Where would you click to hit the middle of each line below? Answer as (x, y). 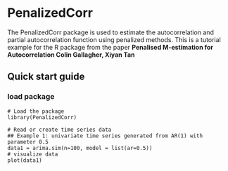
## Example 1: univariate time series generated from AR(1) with (105, 136)
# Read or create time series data (59, 130)
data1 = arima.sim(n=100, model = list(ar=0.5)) (80, 148)
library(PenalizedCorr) (42, 117)
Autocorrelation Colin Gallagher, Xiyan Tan (71, 55)
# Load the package (36, 111)
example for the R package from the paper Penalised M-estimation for (110, 47)
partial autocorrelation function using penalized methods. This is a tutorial (114, 39)
